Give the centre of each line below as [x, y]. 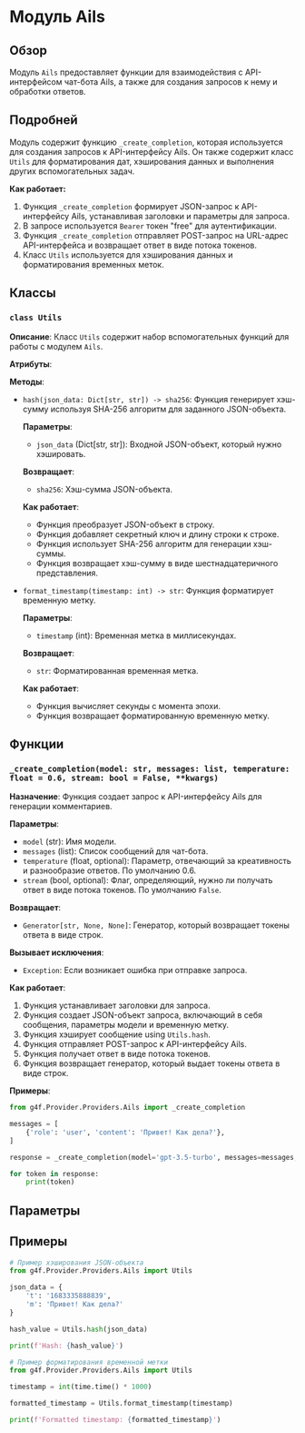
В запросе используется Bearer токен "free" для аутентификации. [149, 226]
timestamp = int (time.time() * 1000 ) [81, 1387]
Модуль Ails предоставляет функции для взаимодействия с [126, 72]
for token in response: [54, 1174]
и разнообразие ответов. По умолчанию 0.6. [109, 870]
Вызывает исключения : [57, 952]
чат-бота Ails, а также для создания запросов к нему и [171, 82]
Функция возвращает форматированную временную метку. [152, 716]
